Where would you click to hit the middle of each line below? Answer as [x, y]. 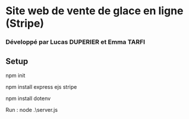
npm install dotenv [28, 98]
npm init [15, 75]
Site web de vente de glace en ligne [94, 11]
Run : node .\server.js [31, 110]
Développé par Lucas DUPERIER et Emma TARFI [75, 42]
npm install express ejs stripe [41, 86]
